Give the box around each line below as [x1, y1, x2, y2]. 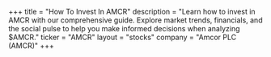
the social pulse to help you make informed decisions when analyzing [8, 24, 240, 33]
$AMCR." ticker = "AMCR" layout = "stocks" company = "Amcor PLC [8, 32, 237, 42]
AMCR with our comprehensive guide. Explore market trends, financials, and [8, 15, 263, 25]
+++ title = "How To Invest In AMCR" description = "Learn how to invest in [8, 7, 256, 16]
